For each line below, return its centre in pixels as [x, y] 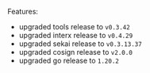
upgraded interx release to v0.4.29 [76, 35]
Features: [23, 12]
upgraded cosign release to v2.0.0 [75, 52]
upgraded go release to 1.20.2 [69, 60]
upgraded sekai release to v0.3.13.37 [80, 44]
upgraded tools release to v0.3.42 [74, 27]
